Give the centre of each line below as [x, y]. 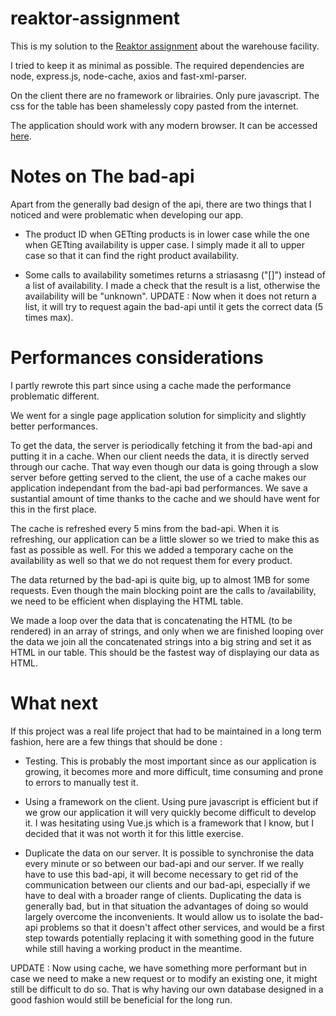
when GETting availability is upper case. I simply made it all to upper [165, 244]
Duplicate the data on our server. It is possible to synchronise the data [169, 853]
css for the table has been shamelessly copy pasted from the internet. [154, 106]
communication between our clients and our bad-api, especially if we [167, 884]
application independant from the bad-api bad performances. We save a [159, 488]
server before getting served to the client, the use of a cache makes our [158, 477]
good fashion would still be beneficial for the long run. [121, 999]
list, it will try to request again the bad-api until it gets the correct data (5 [174, 306]
